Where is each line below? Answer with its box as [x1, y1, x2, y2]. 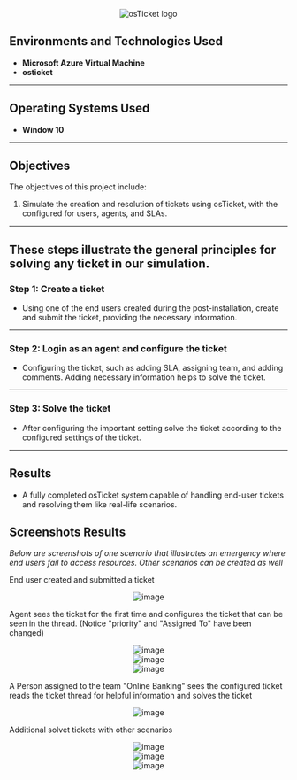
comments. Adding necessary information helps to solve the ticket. [21, 372, 267, 382]
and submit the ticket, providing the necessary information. [21, 313, 238, 323]
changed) [9, 628, 44, 638]
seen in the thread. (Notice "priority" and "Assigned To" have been [9, 618, 252, 629]
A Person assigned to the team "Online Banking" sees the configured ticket [9, 681, 283, 691]
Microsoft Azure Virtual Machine [21, 58, 146, 68]
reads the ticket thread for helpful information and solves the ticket [9, 691, 253, 701]
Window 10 [21, 124, 65, 135]
